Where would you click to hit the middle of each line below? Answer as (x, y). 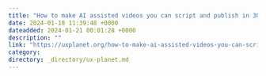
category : (25, 52)
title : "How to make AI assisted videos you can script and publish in (129, 15)
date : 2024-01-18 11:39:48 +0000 (63, 23)
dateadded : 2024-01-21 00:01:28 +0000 (72, 30)
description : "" (35, 38)
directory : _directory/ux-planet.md (68, 60)
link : (17, 45)
